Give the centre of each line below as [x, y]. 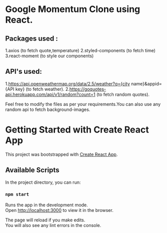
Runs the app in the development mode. [47, 205]
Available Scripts [32, 170]
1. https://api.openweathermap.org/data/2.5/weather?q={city [68, 83]
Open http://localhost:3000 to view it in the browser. [59, 210]
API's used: [24, 72]
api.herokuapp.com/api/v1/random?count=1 [50, 94]
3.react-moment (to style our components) [50, 56]
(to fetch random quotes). [123, 94]
